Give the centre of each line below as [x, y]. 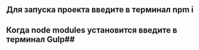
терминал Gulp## [41, 39]
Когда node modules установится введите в [92, 30]
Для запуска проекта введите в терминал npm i [100, 10]
